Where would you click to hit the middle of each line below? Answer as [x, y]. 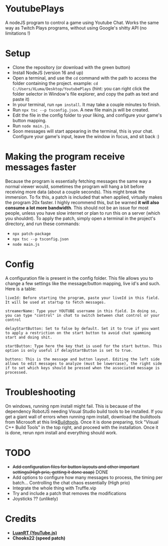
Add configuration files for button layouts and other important [76, 466]
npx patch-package [31, 234]
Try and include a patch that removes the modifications [69, 493]
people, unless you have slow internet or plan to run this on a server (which [83, 213]
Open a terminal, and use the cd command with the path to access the [84, 78]
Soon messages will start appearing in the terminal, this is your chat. [83, 131]
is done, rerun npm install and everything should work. [61, 432]
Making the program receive [65, 157]
